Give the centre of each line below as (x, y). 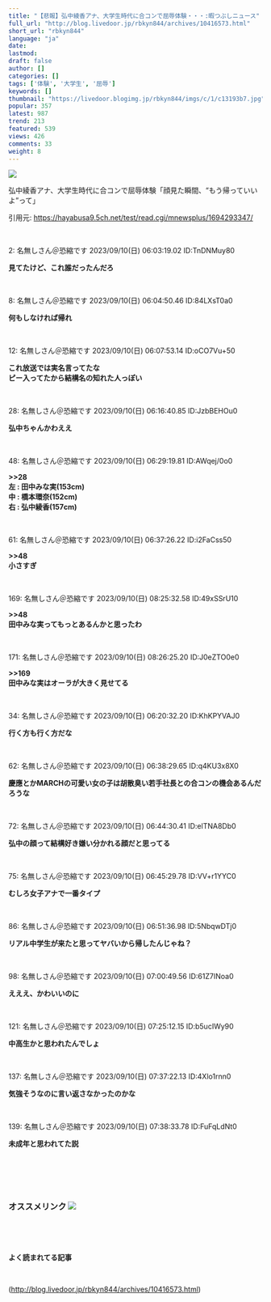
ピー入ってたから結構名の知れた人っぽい (75, 378)
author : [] (27, 69)
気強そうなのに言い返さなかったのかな (72, 1094)
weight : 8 (25, 151)
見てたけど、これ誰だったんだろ (61, 268)
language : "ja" (34, 38)
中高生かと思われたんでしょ (54, 1044)
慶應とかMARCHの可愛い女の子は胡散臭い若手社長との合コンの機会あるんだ (135, 783)
